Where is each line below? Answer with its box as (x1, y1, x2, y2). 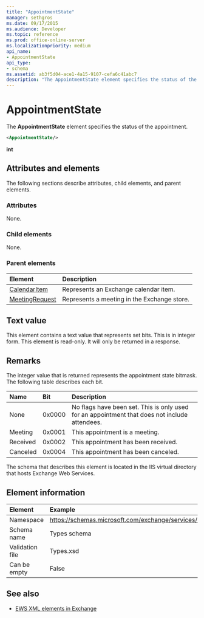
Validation (9, 543, 38, 552)
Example (49, 506, 76, 514)
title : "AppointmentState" (6, 9, 75, 15)
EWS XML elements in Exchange (15, 605, 97, 612)
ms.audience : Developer (6, 26, 67, 32)
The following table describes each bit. (6, 378, 104, 386)
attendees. (72, 418, 102, 427)
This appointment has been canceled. (72, 448, 179, 456)
